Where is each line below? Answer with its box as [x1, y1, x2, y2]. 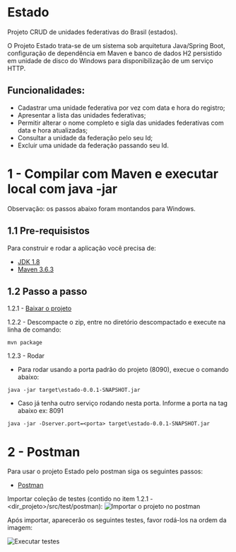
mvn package [7, 339, 42, 347]
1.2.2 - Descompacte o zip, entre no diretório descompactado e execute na [7, 318, 226, 327]
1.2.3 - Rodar [7, 351, 45, 360]
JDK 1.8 [17, 257, 40, 266]
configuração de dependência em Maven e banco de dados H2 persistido [7, 49, 223, 57]
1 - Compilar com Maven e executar [7, 166, 219, 181]
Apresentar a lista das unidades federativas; [17, 111, 146, 119]
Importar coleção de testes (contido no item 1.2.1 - [7, 495, 153, 503]
